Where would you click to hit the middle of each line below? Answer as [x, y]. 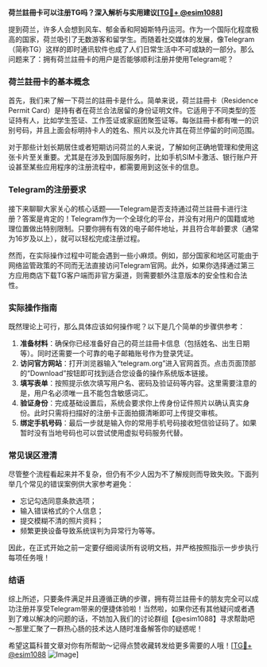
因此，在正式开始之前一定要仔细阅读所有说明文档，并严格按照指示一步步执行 [133, 548]
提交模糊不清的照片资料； [62, 521]
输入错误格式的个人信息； [62, 511]
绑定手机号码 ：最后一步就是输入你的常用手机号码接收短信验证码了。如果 [138, 423]
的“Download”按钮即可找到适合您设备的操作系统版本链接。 [116, 373]
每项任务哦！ [29, 558]
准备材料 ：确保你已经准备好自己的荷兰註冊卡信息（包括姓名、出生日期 [135, 343]
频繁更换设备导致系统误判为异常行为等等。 [89, 531]
